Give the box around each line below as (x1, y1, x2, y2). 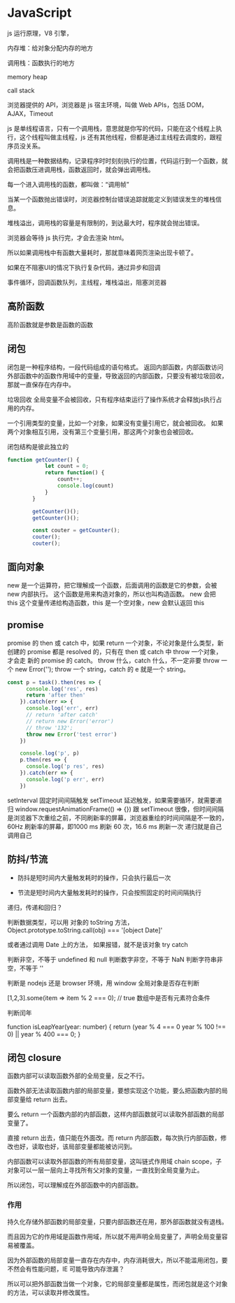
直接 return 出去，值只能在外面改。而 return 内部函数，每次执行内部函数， (7, 1134, 221, 1142)
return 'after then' (25, 692, 86, 699)
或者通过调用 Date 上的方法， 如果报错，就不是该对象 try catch (7, 940, 188, 948)
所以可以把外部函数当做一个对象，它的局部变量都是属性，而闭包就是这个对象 (7, 1279, 228, 1288)
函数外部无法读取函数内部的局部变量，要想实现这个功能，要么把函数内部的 (7, 1086, 222, 1095)
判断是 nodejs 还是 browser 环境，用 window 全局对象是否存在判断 (7, 978, 200, 987)
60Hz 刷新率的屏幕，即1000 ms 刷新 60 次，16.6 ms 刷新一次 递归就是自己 (7, 822, 222, 830)
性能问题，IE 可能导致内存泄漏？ (31, 1265, 125, 1273)
